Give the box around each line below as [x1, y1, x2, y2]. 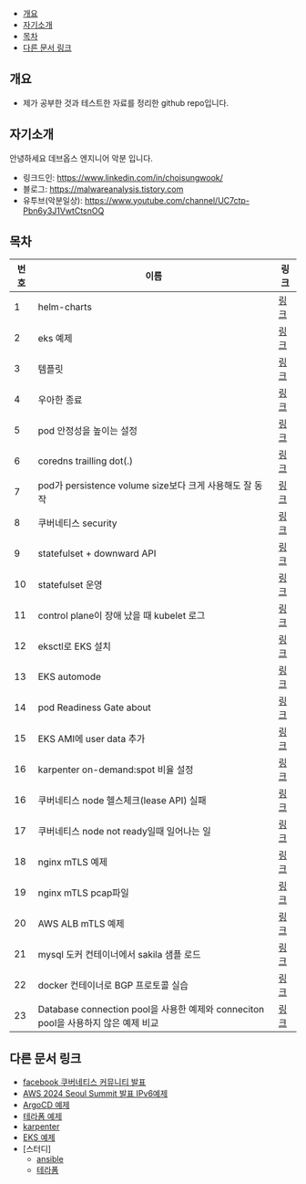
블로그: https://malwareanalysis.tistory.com [22, 183, 184, 194]
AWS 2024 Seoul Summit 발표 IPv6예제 [22, 1088, 168, 1099]
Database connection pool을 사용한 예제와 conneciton [37, 1003, 265, 1016]
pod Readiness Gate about [37, 701, 152, 714]
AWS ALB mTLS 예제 [37, 917, 125, 930]
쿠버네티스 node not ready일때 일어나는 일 [37, 825, 211, 838]
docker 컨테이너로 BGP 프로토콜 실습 [37, 980, 189, 992]
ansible [36, 1154, 64, 1165]
